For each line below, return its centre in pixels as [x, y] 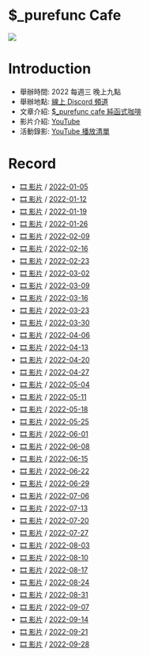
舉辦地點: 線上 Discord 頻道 [64, 101]
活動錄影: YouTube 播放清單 [65, 131]
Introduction [50, 69]
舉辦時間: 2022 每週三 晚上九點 [70, 91]
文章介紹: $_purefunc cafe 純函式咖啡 [81, 111]
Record [32, 164]
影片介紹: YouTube [50, 121]
